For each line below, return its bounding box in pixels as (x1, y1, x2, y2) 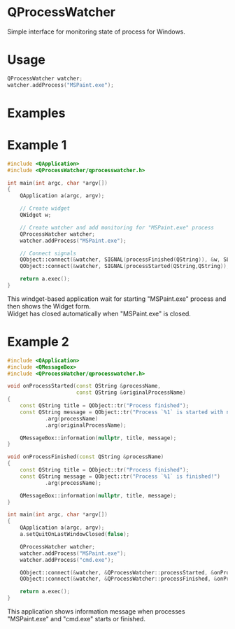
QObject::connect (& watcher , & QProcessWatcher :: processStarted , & (20, 569, 215, 576)
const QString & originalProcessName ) (76, 389, 187, 396)
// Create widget (20, 205, 71, 212)
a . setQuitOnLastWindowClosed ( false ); (20, 531, 130, 538)
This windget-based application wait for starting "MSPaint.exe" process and (7, 295, 227, 303)
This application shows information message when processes (7, 607, 185, 616)
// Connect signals (20, 250, 77, 257)
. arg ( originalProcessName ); (44, 421, 127, 429)
